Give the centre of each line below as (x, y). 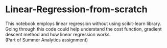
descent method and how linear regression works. (58, 34)
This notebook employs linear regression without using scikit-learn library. (83, 23)
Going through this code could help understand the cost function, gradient (83, 29)
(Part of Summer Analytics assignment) (47, 40)
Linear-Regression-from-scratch (77, 9)
